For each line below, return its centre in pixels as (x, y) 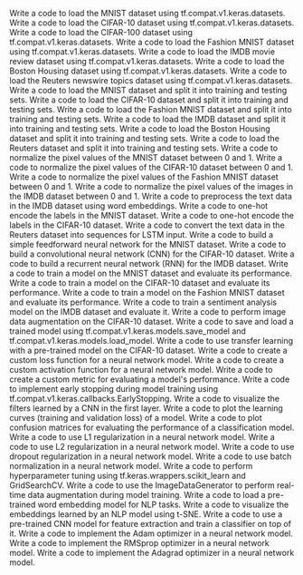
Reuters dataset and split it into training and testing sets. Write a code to (144, 148)
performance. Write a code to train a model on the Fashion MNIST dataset (147, 292)
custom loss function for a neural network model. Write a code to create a (147, 360)
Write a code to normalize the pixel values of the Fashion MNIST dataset (144, 177)
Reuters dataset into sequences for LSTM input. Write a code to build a (142, 234)
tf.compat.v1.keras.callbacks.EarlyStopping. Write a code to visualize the (145, 399)
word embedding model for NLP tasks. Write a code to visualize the (163, 504)
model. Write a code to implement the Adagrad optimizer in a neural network (152, 553)
